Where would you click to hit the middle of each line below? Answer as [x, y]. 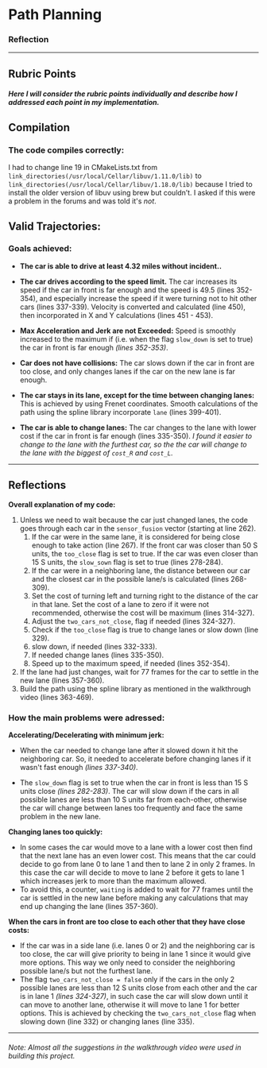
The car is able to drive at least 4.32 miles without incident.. [121, 266]
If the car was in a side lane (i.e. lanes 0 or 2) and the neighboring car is [137, 945]
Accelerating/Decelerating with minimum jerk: [86, 735]
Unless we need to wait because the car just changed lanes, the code [134, 520]
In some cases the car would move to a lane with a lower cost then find [136, 847]
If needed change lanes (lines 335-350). [98, 655]
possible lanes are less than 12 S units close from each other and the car [138, 988]
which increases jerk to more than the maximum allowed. [113, 880]
